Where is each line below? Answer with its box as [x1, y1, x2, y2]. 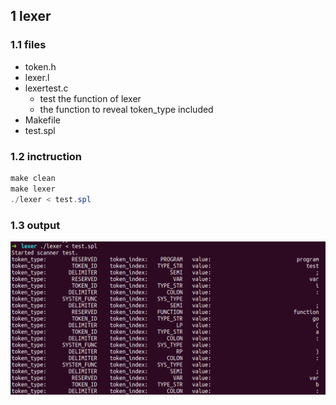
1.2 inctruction [10, 149, 83, 163]
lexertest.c [24, 82, 69, 94]
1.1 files [10, 38, 47, 52]
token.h [24, 60, 57, 73]
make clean [10, 173, 56, 183]
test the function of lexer [39, 92, 142, 104]
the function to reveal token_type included [39, 103, 214, 115]
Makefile [24, 114, 61, 126]
